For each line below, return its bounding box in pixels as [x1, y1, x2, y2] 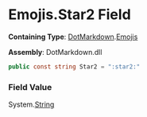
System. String [8, 99, 55, 109]
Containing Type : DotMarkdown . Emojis [8, 32, 138, 41]
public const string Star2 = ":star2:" [8, 62, 141, 71]
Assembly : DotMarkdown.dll [8, 47, 103, 57]
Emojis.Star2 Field [8, 6, 131, 24]
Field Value [8, 81, 52, 92]
